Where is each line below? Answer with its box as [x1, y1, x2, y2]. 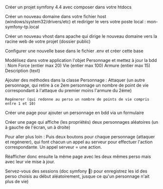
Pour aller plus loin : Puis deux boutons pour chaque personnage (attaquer [5, 134, 155, 139]
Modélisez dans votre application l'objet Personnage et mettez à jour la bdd [5, 57, 157, 63]
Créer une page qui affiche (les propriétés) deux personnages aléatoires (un [5, 119, 159, 125]
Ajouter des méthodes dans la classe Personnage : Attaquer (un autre [5, 77, 145, 83]
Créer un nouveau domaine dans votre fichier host [5, 14, 106, 19]
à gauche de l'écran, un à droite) [5, 124, 71, 130]
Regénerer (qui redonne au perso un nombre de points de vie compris [5, 97, 150, 102]
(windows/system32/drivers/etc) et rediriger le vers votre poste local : [5, 19, 146, 24]
